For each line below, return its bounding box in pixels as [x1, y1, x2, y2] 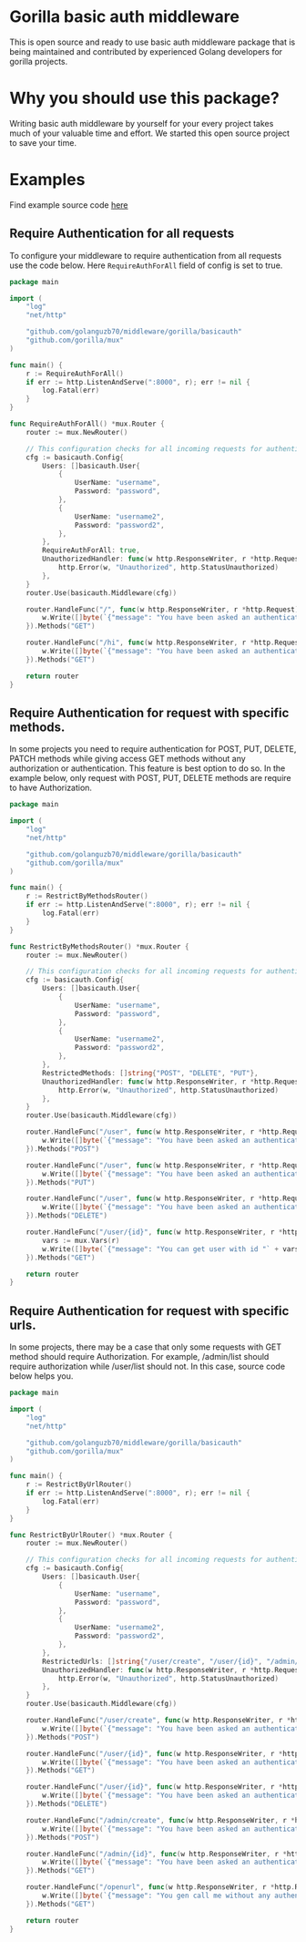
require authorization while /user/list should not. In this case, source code [9, 1361, 285, 1372]
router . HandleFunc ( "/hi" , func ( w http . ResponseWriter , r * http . [25, 638, 275, 648]
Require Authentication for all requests [9, 226, 235, 241]
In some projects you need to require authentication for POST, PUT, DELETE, [9, 744, 297, 755]
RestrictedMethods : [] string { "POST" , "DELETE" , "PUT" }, [42, 1068, 259, 1077]
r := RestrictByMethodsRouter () [25, 891, 148, 901]
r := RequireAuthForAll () [25, 369, 125, 378]
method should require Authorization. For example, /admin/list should [9, 1351, 270, 1362]
